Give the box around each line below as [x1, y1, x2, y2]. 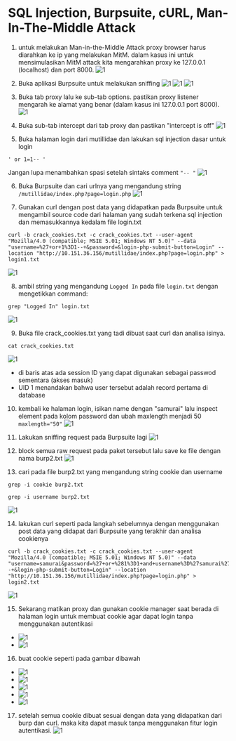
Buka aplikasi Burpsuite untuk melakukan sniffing [18, 79, 160, 87]
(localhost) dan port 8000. [18, 65, 95, 74]
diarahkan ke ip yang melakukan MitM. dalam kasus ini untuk [18, 51, 194, 59]
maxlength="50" [18, 420, 63, 428]
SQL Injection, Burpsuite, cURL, [8, 5, 194, 21]
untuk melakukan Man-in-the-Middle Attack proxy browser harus [18, 43, 206, 51]
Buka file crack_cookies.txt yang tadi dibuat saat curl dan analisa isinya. [18, 329, 225, 337]
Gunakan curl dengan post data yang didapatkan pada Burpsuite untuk [18, 202, 223, 211]
